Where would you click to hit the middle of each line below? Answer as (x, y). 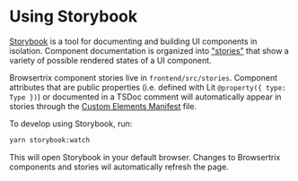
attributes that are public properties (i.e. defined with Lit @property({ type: (148, 87)
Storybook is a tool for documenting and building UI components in (133, 41)
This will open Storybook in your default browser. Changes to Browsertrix (145, 157)
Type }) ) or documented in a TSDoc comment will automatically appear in (145, 97)
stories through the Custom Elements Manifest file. (103, 106)
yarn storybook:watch (50, 140)
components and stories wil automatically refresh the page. (119, 167)
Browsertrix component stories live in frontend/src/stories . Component (144, 77)
